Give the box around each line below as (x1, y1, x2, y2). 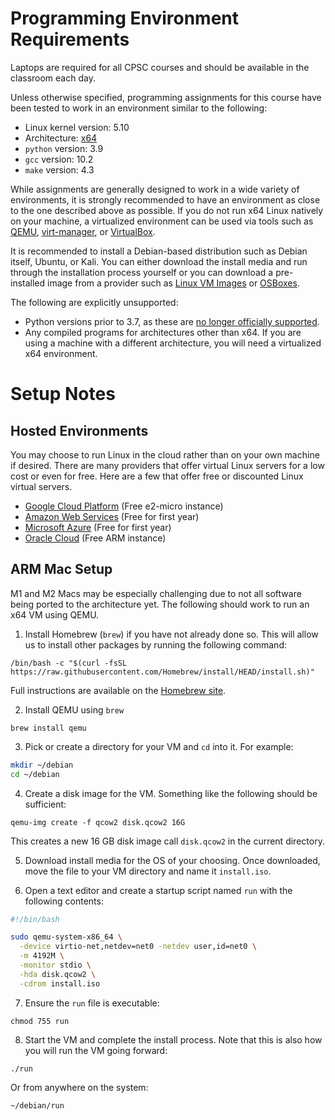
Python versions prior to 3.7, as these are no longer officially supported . (24, 315, 320, 327)
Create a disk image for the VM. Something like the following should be (24, 787, 318, 799)
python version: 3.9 (24, 142, 104, 154)
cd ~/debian (10, 769, 60, 779)
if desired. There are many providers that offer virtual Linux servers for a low (10, 459, 325, 471)
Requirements (10, 28, 130, 51)
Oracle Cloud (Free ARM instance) (24, 532, 167, 544)
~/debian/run (10, 1100, 65, 1111)
